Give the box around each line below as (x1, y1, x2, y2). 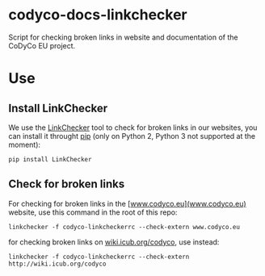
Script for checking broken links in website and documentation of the (8, 32, 238, 42)
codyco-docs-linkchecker (8, 6, 187, 24)
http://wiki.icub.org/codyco (8, 260, 107, 268)
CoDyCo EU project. (8, 40, 76, 50)
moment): (8, 140, 41, 149)
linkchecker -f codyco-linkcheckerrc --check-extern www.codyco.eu (8, 223, 241, 231)
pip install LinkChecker (8, 155, 92, 163)
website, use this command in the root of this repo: (8, 207, 178, 217)
